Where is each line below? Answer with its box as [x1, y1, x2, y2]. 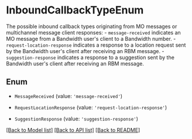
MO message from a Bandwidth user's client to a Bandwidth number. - [6, 35, 176, 42]
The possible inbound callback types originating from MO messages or [6, 23, 177, 30]
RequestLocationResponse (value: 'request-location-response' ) [14, 103, 167, 111]
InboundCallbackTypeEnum [6, 4, 144, 17]
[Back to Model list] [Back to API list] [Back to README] [6, 126, 140, 133]
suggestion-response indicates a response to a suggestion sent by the [6, 54, 174, 61]
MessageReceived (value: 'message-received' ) [14, 92, 123, 99]
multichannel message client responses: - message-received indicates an [6, 29, 181, 36]
